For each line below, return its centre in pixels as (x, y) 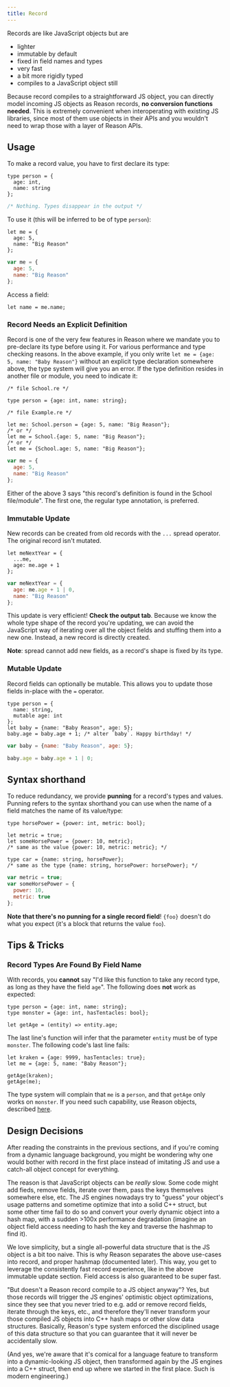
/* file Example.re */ (39, 413)
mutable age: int (38, 716)
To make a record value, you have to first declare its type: (89, 164)
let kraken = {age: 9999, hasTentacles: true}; (77, 1058)
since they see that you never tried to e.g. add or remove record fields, (107, 1304)
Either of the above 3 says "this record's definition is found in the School (110, 493)
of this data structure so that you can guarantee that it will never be (102, 1334)
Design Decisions (45, 1131)
